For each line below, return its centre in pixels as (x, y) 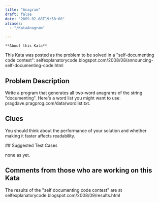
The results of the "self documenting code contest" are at (64, 190)
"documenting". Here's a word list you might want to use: (63, 98)
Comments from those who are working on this (79, 170)
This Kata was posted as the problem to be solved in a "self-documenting (80, 55)
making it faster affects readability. (40, 135)
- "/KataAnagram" (27, 28)
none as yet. (18, 155)
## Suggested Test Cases (31, 145)
